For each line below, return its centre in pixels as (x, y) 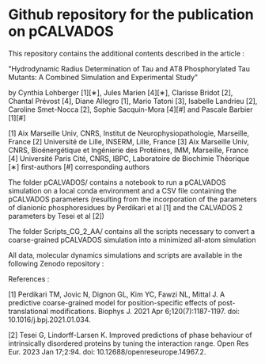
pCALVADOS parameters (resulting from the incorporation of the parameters (132, 199)
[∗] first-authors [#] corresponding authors (79, 167)
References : (29, 278)
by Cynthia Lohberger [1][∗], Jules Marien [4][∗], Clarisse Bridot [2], (121, 92)
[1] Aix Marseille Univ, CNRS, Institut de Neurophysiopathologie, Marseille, (129, 133)
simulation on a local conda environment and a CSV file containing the (123, 190)
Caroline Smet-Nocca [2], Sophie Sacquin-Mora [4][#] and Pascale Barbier (131, 109)
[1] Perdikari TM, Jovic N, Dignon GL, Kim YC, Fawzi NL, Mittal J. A (117, 294)
